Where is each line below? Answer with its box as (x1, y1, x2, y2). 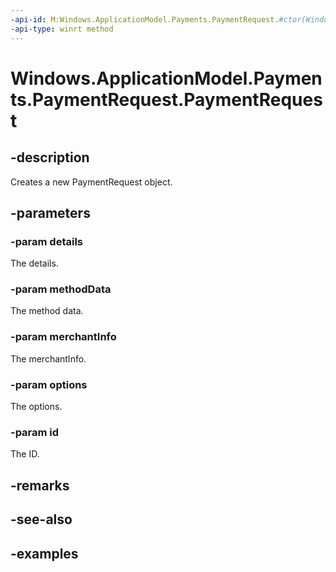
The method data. (10, 305, 84, 317)
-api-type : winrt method (10, 24, 114, 34)
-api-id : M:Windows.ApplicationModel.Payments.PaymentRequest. (10, 14, 280, 25)
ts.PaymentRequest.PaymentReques (10, 88, 323, 111)
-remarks (10, 477, 70, 494)
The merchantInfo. (10, 352, 87, 365)
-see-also (10, 511, 73, 528)
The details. (10, 257, 59, 270)
